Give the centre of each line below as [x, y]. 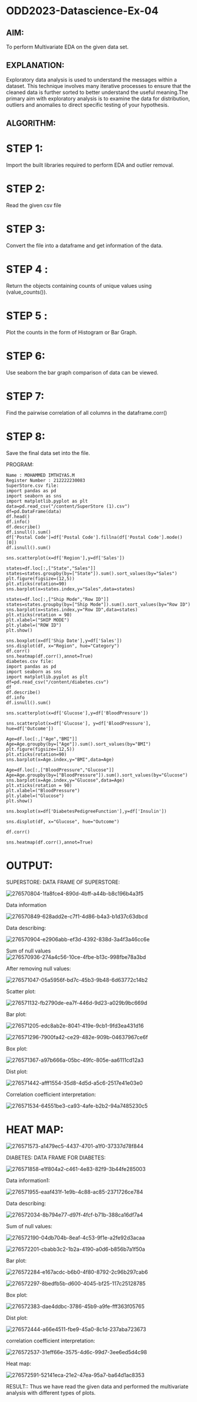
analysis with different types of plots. [51, 1393]
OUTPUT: [29, 865]
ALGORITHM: [31, 123]
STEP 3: [26, 229]
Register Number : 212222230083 [46, 480]
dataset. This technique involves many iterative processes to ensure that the [98, 86]
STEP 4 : [27, 269]
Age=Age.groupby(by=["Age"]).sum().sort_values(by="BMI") [79, 744]
